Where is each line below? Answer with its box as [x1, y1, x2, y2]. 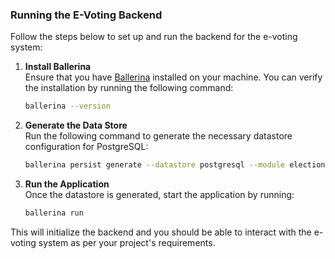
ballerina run [24, 208, 84, 218]
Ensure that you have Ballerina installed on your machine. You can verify [24, 71, 323, 83]
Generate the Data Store [24, 119, 128, 132]
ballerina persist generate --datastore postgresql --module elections [24, 160, 330, 170]
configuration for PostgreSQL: [24, 141, 149, 153]
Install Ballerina [24, 61, 92, 73]
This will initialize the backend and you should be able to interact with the [10, 226, 312, 238]
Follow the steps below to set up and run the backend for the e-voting [10, 31, 298, 43]
